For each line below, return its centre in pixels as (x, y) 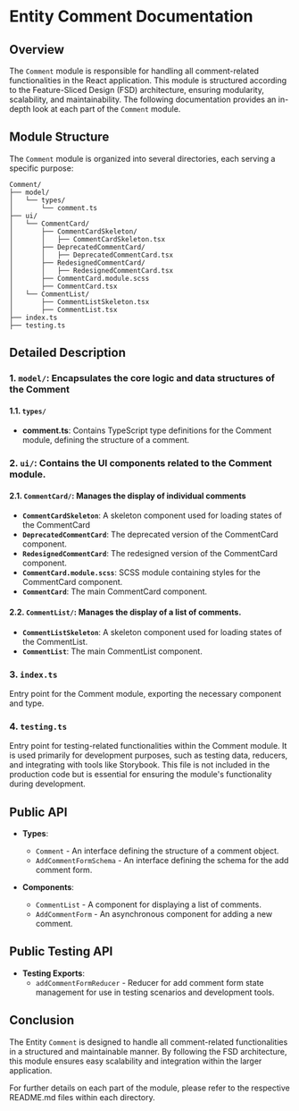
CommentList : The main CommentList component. (112, 651)
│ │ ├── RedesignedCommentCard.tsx (91, 270)
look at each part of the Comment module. (107, 109)
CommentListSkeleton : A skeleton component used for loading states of (152, 632)
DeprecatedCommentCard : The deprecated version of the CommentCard (150, 535)
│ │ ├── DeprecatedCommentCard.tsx (91, 255)
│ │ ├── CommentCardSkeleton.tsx (87, 239)
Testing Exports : (53, 973)
